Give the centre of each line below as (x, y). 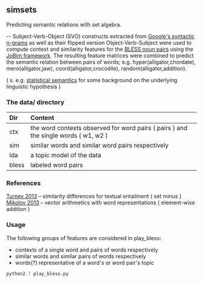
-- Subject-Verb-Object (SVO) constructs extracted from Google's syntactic (101, 36)
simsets (22, 10)
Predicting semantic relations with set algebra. (64, 24)
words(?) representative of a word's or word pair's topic (85, 262)
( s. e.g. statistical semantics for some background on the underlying (92, 80)
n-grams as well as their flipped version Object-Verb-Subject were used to (99, 42)
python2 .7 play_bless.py (37, 274)
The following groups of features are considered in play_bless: (84, 238)
